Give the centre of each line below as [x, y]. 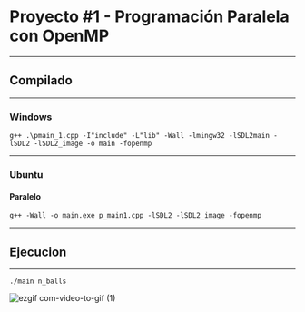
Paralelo [25, 196]
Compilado [41, 80]
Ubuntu [26, 174]
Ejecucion [38, 252]
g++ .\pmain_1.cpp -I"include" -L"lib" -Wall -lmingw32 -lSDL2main [140, 136]
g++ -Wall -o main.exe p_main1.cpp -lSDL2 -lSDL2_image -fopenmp [135, 216]
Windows [31, 117]
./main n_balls [38, 281]
